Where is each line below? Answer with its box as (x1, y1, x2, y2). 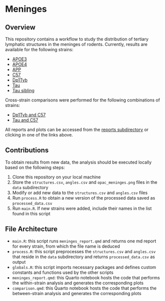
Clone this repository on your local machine (12, 174, 101, 180)
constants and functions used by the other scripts (12, 269, 114, 275)
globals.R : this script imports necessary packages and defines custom (12, 264, 157, 270)
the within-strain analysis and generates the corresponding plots (12, 280, 144, 286)
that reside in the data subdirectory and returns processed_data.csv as (12, 254, 155, 260)
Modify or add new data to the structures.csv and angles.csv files (12, 190, 148, 196)
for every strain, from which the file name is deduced (12, 243, 120, 249)
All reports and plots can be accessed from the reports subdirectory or (5, 127, 149, 133)
